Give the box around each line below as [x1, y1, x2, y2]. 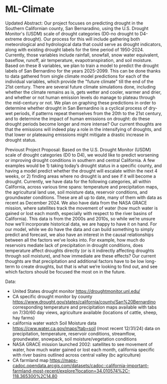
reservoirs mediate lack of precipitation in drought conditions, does [5, 242, 144, 248]
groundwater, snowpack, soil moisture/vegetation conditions [12, 336, 137, 342]
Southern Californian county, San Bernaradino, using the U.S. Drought [5, 25, 149, 31]
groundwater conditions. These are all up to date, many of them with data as [5, 194, 162, 200]
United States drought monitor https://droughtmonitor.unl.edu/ [12, 288, 141, 294]
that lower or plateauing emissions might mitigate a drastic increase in [5, 131, 149, 137]
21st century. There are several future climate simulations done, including [5, 83, 156, 89]
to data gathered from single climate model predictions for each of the [5, 73, 150, 79]
